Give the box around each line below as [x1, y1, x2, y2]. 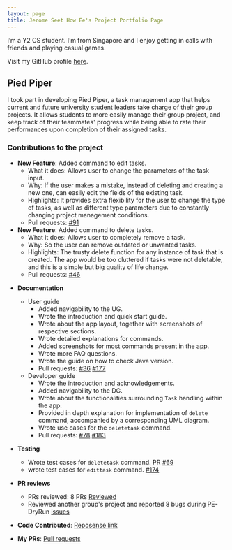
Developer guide [27, 371, 76, 379]
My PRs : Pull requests [17, 534, 82, 542]
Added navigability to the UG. [38, 305, 123, 313]
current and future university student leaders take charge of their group [7, 103, 212, 112]
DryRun [27, 507, 50, 516]
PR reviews [17, 479, 51, 487]
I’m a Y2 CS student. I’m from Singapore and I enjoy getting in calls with [7, 36, 212, 44]
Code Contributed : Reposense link [17, 521, 118, 529]
